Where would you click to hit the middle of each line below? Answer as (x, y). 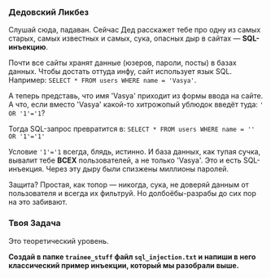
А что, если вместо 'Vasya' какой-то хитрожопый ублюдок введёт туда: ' (136, 105)
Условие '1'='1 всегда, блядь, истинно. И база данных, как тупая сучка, (135, 152)
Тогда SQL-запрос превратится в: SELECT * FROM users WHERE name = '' (132, 129)
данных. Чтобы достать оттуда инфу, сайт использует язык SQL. (120, 72)
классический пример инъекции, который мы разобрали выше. (124, 265)
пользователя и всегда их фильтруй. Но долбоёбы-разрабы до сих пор (132, 193)
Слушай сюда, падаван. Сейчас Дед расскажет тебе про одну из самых (135, 30)
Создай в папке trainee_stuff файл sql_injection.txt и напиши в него (132, 256)
